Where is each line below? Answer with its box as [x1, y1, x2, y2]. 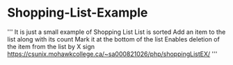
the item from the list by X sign [7, 42, 95, 50]
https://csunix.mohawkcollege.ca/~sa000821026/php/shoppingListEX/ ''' [7, 50, 218, 58]
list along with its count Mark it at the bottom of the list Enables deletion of [7, 35, 220, 43]
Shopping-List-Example [7, 5, 148, 21]
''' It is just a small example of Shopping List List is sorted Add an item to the [7, 28, 226, 36]
